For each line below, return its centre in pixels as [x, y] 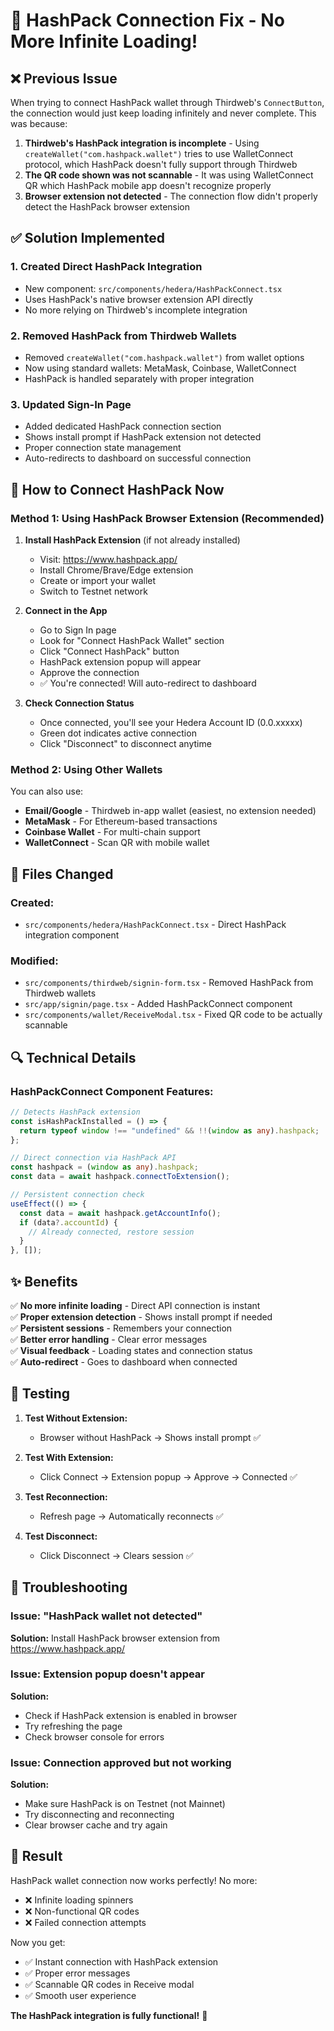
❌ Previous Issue [64, 78]
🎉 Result [36, 1856]
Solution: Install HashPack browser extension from [115, 1638]
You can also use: [47, 791]
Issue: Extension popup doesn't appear [108, 1674]
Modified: [34, 961]
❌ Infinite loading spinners [79, 1900]
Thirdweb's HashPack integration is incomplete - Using [142, 143]
